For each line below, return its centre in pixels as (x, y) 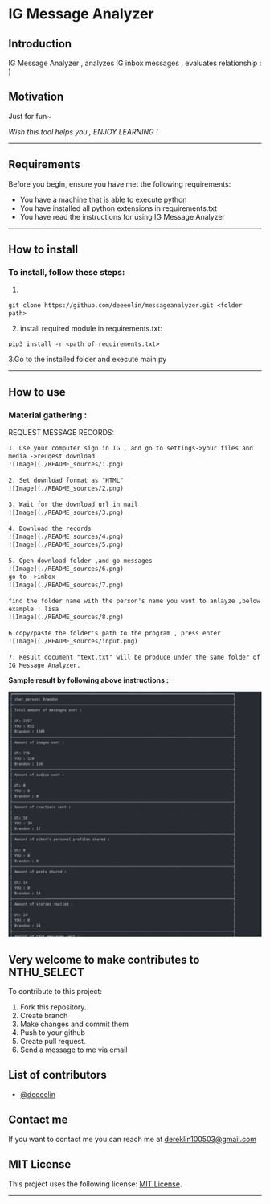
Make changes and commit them (74, 1024)
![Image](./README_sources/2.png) (66, 488)
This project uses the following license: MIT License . (95, 1184)
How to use (37, 392)
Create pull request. (53, 1042)
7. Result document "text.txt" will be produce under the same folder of (135, 657)
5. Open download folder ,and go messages (80, 561)
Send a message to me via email (74, 1050)
